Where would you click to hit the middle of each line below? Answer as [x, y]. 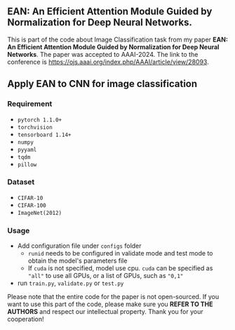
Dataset [21, 182]
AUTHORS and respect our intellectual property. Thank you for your [105, 312]
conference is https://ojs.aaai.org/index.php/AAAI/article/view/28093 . [108, 62]
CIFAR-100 [32, 205]
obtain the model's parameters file [78, 261]
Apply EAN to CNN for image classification [102, 84]
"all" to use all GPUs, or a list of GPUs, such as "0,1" [106, 276]
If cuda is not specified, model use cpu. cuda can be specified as [120, 268]
